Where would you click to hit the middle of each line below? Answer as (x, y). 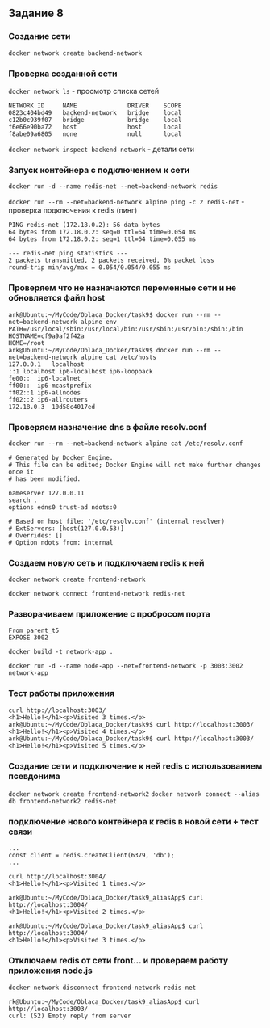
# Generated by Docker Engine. (61, 457)
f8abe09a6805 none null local (95, 134)
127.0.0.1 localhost (46, 364)
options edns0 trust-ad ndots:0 (62, 507)
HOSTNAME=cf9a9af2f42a (46, 336)
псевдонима (34, 776)
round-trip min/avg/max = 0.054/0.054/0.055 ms (90, 268)
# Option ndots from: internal (61, 542)
